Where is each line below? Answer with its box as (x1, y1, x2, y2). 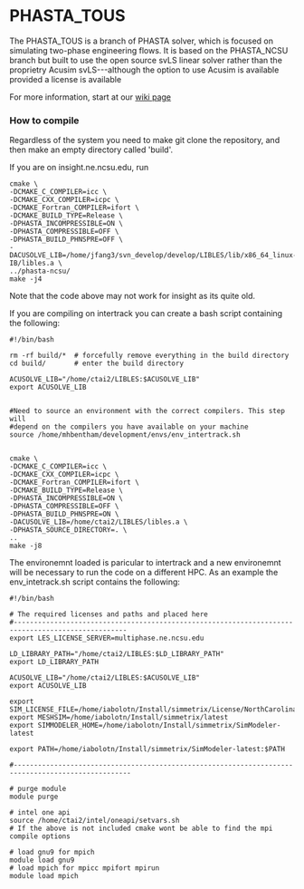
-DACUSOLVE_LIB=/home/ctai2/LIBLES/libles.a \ (9, 517, 188, 527)
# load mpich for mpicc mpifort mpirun (9, 864, 160, 873)
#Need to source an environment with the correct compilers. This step (9, 407, 285, 416)
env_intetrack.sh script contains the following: (9, 576, 181, 587)
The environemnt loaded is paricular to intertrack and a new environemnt (9, 557, 282, 568)
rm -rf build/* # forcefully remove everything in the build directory (9, 351, 290, 361)
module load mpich (9, 872, 79, 881)
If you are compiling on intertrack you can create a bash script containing (9, 308, 283, 319)
